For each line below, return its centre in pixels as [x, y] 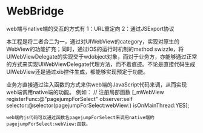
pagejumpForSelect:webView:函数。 [48, 124]
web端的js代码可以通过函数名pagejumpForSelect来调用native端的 [80, 117]
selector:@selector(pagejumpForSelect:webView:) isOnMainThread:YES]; [98, 105]
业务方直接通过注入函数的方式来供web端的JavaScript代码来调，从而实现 [97, 84]
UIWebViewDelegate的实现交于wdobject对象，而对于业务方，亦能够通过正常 [102, 56]
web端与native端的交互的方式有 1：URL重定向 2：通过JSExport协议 [90, 28]
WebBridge [35, 11]
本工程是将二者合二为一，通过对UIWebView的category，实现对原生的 [93, 41]
